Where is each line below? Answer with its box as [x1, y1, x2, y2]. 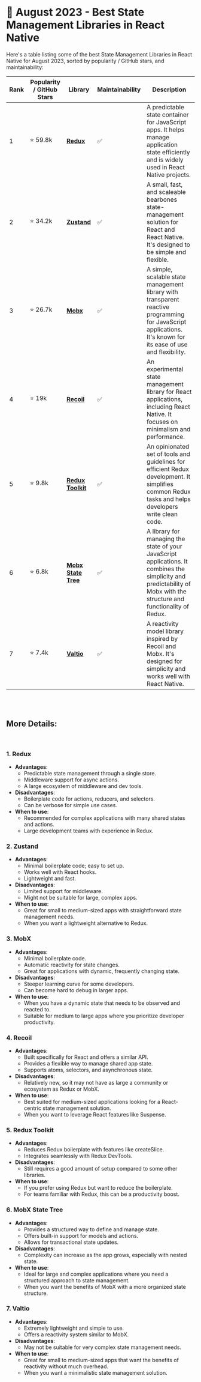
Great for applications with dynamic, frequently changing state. [23, 967, 180, 975]
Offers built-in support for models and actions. [23, 1232, 139, 1239]
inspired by [146, 634, 178, 643]
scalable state [146, 273, 186, 281]
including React [146, 402, 190, 411]
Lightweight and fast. [23, 875, 77, 882]
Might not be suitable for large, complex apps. [23, 894, 138, 902]
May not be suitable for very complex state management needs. [23, 1344, 181, 1351]
